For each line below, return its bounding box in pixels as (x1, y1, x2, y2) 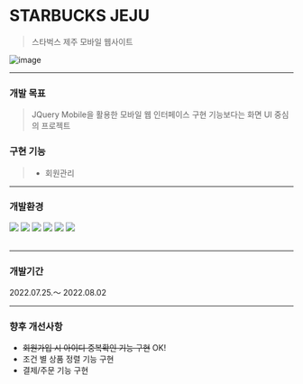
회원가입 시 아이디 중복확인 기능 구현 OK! (22, 343, 167, 353)
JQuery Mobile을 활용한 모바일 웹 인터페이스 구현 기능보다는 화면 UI (31, 109, 272, 120)
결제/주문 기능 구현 (22, 365, 88, 376)
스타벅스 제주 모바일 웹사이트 (31, 36, 133, 47)
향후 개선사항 (9, 321, 63, 334)
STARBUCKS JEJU (9, 5, 151, 26)
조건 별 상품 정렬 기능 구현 (22, 353, 115, 365)
